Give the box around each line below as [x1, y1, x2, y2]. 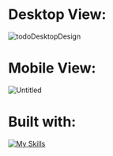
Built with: [8, 113, 77, 131]
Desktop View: [8, 6, 107, 24]
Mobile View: [8, 59, 96, 77]
